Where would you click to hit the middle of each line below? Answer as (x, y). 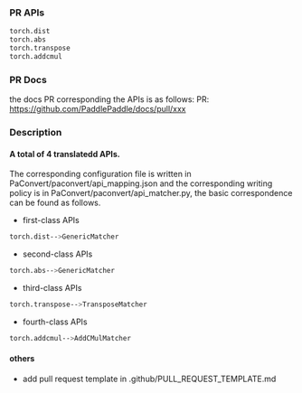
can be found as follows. (55, 203)
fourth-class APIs (55, 322)
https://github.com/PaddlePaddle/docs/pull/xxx (98, 109)
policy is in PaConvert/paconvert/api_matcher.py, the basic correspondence (151, 193)
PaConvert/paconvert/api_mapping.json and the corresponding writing (141, 183)
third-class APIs (52, 287)
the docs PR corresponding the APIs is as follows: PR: (109, 99)
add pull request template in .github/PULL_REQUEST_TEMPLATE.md (149, 379)
